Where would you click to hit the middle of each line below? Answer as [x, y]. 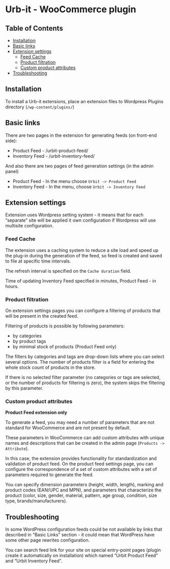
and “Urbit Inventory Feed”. [34, 561]
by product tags [29, 341]
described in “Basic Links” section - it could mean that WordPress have [80, 535]
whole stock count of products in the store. [50, 368]
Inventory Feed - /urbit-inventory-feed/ [54, 156]
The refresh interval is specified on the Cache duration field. [68, 271]
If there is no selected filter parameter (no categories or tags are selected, [83, 377]
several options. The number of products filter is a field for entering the [80, 362]
